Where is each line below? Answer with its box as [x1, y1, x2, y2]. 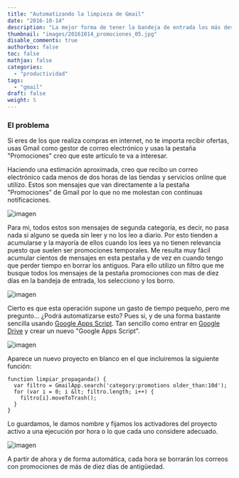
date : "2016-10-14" [7, 17, 65, 24]
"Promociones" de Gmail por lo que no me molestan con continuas [7, 188, 203, 197]
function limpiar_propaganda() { [7, 376, 107, 383]
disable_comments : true [7, 37, 78, 44]
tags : [7, 76, 23, 84]
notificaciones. [7, 195, 51, 204]
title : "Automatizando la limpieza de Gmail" [7, 10, 144, 18]
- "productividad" [14, 70, 69, 77]
